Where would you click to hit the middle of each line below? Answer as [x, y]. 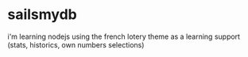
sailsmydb [42, 15]
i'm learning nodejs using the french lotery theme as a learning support [124, 36]
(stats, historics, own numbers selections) [76, 44]
